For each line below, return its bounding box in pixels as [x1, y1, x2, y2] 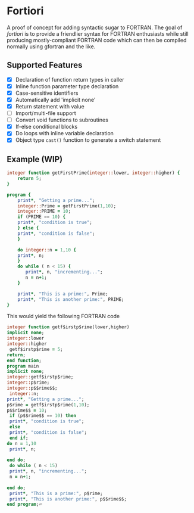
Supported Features [7, 60, 83, 70]
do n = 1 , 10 [7, 440, 36, 446]
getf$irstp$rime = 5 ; [9, 346, 63, 352]
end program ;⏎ [7, 502, 42, 508]
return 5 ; [17, 176, 42, 182]
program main [7, 363, 39, 369]
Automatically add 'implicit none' [15, 96, 96, 103]
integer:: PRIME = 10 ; [17, 209, 71, 214]
